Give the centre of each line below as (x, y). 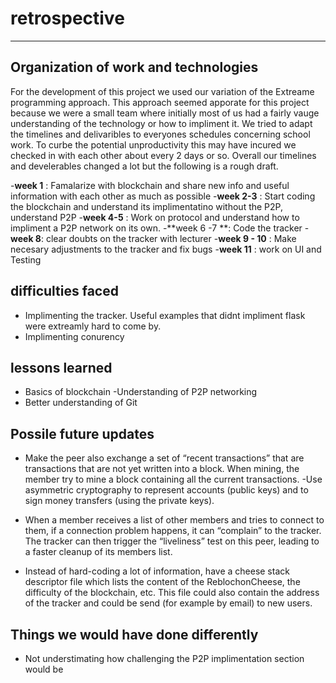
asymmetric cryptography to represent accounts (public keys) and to (166, 490)
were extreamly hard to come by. (93, 326)
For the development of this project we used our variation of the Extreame (162, 91)
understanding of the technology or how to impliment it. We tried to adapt (161, 123)
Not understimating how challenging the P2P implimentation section (164, 658)
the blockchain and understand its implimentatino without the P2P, (147, 206)
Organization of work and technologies (134, 67)
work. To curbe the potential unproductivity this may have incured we (153, 144)
